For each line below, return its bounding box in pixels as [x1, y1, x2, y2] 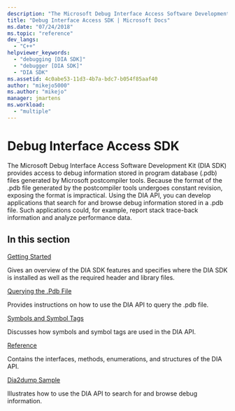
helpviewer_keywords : [7, 50, 71, 57]
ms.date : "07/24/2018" [7, 23, 73, 30]
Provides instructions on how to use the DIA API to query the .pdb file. [7, 300, 209, 309]
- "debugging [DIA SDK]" [13, 56, 86, 63]
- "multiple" [13, 108, 52, 115]
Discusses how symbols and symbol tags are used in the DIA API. [7, 327, 197, 336]
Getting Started [7, 252, 52, 260]
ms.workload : [7, 102, 45, 109]
